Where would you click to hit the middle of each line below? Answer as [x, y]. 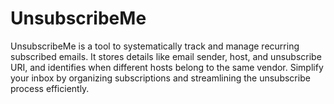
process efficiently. [50, 88]
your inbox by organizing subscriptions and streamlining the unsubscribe [160, 78]
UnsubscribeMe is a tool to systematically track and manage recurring [155, 46]
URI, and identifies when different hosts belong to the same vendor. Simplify [167, 67]
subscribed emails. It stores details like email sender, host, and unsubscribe [166, 56]
